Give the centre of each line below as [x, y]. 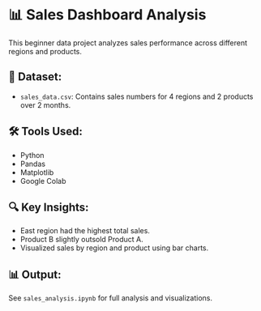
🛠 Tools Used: [46, 132]
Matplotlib [37, 172]
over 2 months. [45, 104]
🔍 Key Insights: [49, 207]
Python [32, 155]
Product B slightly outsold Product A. [81, 240]
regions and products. [45, 51]
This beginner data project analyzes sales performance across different [128, 43]
